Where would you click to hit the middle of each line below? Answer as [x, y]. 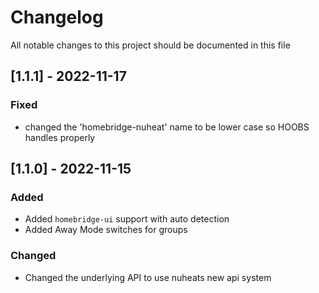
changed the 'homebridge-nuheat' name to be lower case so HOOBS [167, 127]
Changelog [57, 17]
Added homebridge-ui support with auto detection [127, 219]
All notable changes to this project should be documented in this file [150, 45]
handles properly [60, 137]
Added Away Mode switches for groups [106, 230]
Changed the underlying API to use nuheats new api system [148, 277]
